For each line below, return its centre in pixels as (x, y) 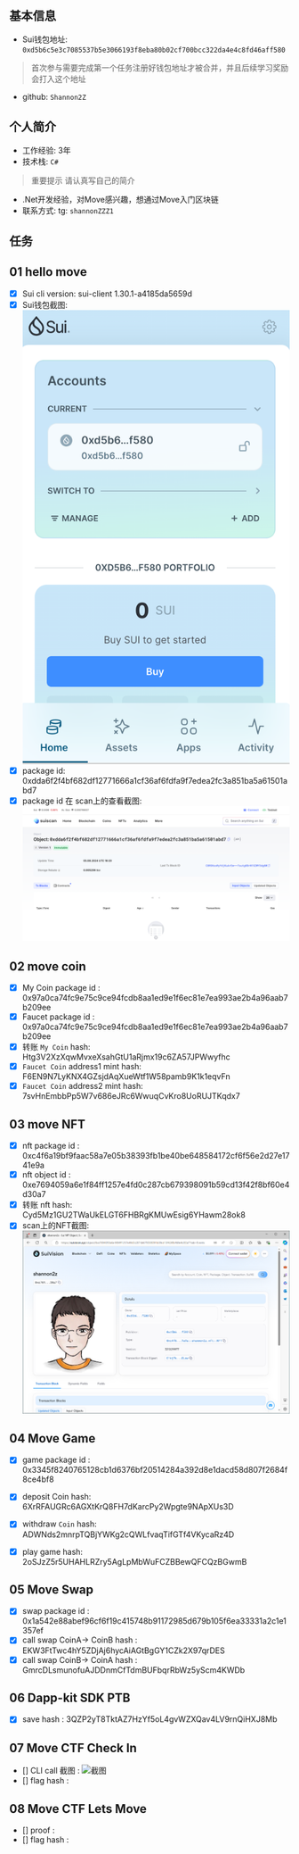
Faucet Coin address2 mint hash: (83, 1086)
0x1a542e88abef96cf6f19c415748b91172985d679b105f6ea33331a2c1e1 (154, 1621)
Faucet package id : (58, 1017)
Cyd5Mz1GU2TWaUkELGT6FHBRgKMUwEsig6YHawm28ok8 (134, 1215)
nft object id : (46, 1175)
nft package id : (51, 1146)
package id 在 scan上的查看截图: (82, 801)
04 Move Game (53, 1438)
